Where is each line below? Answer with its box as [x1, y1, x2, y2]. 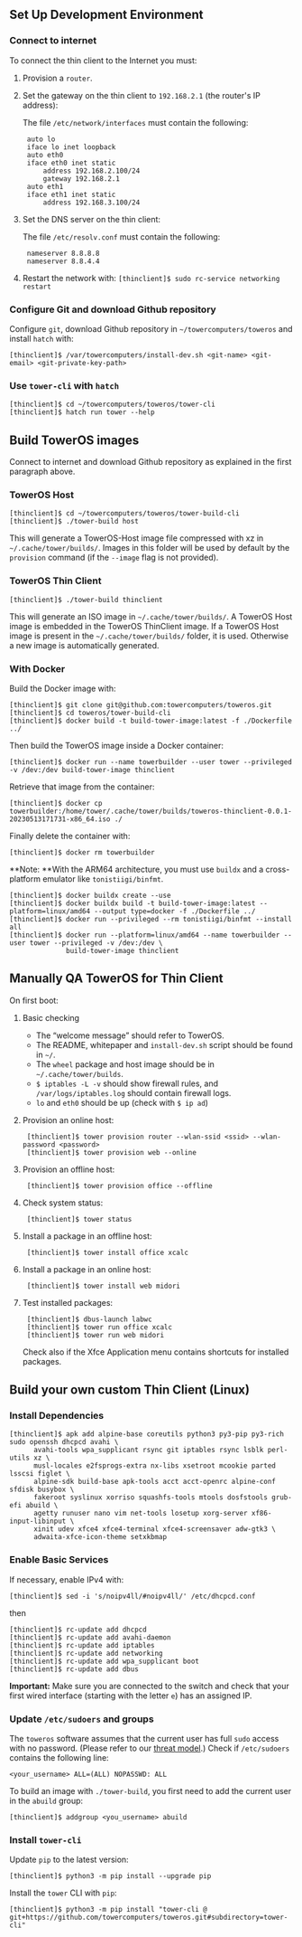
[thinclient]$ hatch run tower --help [9, 408, 155, 417]
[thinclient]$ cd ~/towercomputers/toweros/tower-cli [9, 400, 216, 410]
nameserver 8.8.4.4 [26, 257, 100, 266]
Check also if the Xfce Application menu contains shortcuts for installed [22, 1346, 289, 1357]
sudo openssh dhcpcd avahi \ [9, 1438, 119, 1447]
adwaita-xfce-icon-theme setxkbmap [32, 1533, 168, 1542]
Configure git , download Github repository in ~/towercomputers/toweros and [9, 323, 293, 334]
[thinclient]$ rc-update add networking [9, 1649, 164, 1658]
